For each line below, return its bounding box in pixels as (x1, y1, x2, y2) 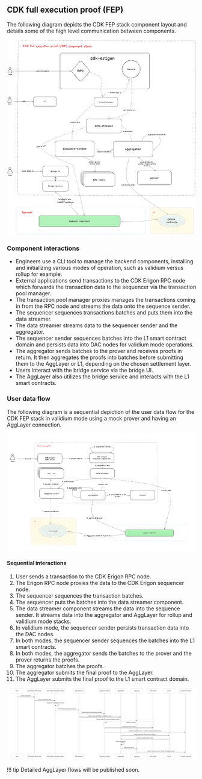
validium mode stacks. (15, 618, 72, 625)
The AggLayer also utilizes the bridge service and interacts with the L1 (15, 373, 189, 380)
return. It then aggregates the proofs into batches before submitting (15, 354, 184, 361)
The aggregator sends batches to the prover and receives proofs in (15, 348, 182, 355)
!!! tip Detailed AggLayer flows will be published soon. (7, 766, 140, 773)
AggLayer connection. (7, 421, 62, 428)
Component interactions (7, 244, 80, 252)
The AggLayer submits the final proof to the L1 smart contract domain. (15, 675, 189, 683)
